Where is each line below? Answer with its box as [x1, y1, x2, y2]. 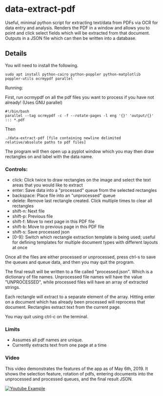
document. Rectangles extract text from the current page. [5, 304, 121, 310]
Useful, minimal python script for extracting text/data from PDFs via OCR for [5, 20, 158, 25]
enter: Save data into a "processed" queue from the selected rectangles [12, 187, 157, 193]
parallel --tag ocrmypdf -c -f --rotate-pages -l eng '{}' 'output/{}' [5, 113, 154, 118]
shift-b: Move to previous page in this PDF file [12, 224, 104, 230]
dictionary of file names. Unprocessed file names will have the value [5, 274, 143, 280]
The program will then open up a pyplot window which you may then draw [5, 148, 154, 154]
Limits [5, 326, 20, 332]
